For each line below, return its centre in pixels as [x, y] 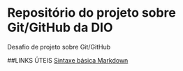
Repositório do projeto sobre [91, 13]
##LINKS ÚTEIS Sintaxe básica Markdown [68, 60]
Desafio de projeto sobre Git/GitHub [59, 47]
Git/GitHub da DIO [60, 27]
